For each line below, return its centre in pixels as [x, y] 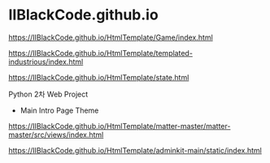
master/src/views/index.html [56, 135]
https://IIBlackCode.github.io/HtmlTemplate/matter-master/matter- [120, 126]
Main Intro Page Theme [59, 110]
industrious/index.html [46, 62]
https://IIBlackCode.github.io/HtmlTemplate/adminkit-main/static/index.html [135, 150]
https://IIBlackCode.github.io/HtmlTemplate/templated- [101, 53]
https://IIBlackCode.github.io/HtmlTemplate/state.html [99, 77]
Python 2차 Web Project [48, 94]
